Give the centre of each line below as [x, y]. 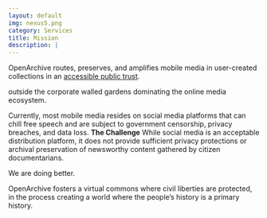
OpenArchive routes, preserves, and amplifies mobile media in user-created [133, 68]
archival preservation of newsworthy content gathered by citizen [114, 150]
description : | [33, 45]
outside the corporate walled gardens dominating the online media [118, 91]
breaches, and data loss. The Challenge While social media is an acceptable [134, 133]
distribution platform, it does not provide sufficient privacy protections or [128, 141]
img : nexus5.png [35, 23]
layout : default [35, 16]
